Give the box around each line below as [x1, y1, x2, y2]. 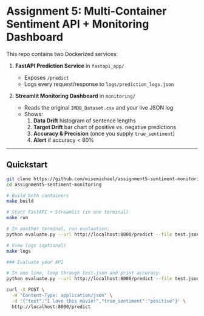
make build [6, 198, 34, 205]
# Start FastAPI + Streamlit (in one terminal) [6, 209, 129, 216]
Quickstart [6, 160, 48, 170]
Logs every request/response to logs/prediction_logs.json [24, 80, 174, 88]
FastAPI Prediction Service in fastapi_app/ [15, 62, 124, 69]
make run [6, 215, 29, 221]
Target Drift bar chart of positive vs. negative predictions [33, 123, 176, 130]
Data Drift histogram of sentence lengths [33, 117, 136, 124]
